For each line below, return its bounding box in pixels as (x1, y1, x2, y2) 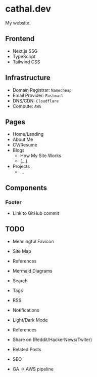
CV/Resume (12, 142, 38, 148)
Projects (12, 163, 30, 170)
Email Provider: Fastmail (12, 92, 64, 98)
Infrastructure (5, 73, 51, 82)
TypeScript (12, 53, 36, 59)
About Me (12, 136, 34, 142)
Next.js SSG (12, 48, 38, 54)
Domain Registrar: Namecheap (12, 87, 72, 93)
